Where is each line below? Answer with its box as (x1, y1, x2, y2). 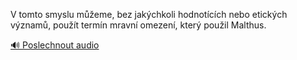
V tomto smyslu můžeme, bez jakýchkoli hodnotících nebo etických (10, 9, 288, 20)
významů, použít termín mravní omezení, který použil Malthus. (10, 19, 267, 31)
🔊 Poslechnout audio (10, 39, 100, 51)
